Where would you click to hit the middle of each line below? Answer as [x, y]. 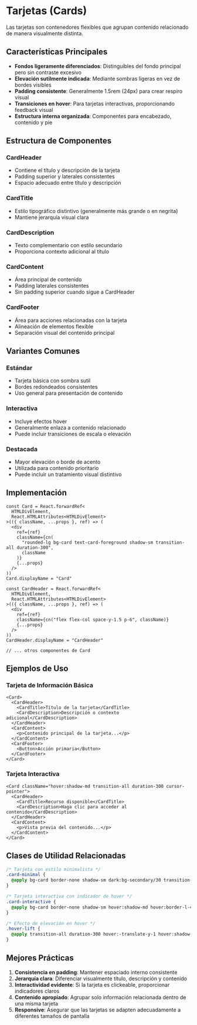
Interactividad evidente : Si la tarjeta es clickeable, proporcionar [92, 984]
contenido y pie [33, 122]
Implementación [37, 493]
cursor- [175, 786]
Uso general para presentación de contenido [69, 393]
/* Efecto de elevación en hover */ [51, 923]
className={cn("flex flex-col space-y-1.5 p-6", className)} [93, 620]
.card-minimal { [26, 875]
